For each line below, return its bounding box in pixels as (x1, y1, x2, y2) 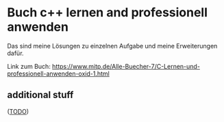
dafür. (7, 49, 24, 57)
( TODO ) (7, 107, 29, 115)
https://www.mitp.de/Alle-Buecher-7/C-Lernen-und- (52, 62, 201, 70)
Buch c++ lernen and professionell (7, 5, 208, 20)
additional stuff (7, 89, 74, 101)
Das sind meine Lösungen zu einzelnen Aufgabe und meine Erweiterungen (7, 42, 218, 50)
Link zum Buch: (7, 62, 51, 70)
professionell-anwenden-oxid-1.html (7, 70, 110, 78)
